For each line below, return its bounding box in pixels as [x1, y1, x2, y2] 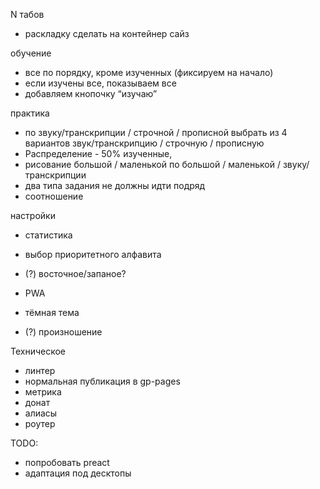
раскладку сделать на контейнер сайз [24, 28, 190, 39]
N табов [10, 9, 45, 20]
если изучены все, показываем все [24, 77, 177, 89]
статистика [24, 229, 73, 241]
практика [10, 107, 50, 119]
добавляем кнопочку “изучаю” [24, 88, 158, 99]
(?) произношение [24, 326, 103, 338]
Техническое [10, 345, 67, 357]
